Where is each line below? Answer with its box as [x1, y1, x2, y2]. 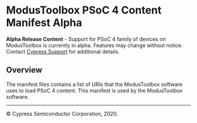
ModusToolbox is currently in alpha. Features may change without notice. [6, 42, 183, 49]
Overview [6, 65, 43, 75]
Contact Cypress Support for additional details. [6, 48, 120, 55]
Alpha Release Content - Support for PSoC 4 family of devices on [6, 35, 166, 42]
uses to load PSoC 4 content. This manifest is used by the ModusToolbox [6, 87, 183, 94]
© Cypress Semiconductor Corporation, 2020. [6, 110, 118, 117]
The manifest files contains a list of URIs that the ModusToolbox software [6, 81, 183, 88]
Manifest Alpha [6, 16, 82, 29]
